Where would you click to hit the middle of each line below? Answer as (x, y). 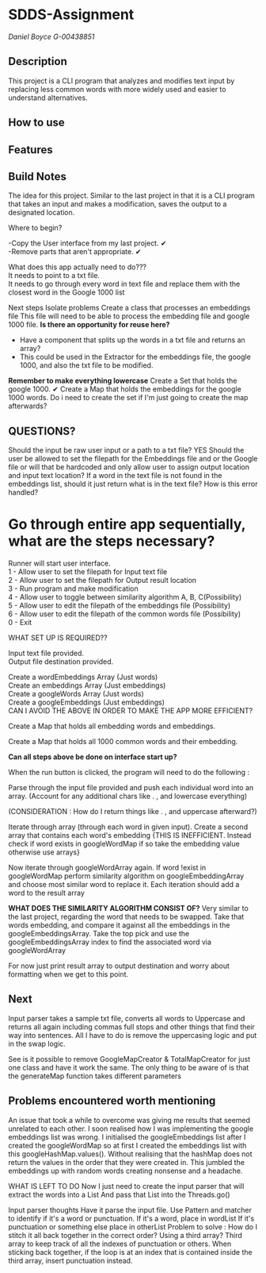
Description (38, 62)
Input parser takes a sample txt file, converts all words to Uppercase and (127, 1018)
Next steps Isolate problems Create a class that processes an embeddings (129, 308)
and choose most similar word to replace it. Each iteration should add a (124, 885)
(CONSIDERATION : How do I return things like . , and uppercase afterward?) (133, 812)
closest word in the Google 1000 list (66, 292)
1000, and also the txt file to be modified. (86, 365)
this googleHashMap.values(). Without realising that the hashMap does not (130, 1154)
